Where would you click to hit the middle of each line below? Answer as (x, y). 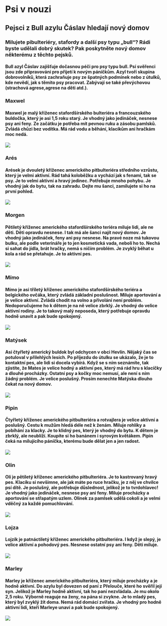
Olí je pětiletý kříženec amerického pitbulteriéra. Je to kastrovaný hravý (81, 477)
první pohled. (19, 191)
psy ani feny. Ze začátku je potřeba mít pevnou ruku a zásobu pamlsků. (81, 123)
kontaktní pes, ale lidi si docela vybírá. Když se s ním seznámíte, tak (77, 363)
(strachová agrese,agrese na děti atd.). (47, 88)
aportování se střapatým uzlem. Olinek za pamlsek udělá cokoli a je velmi (83, 498)
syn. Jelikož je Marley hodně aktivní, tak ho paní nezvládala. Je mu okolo (82, 591)
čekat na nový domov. (29, 384)
